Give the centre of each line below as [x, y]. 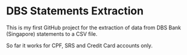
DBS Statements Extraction [75, 11]
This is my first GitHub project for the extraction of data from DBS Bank [93, 27]
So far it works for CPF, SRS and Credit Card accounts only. [79, 45]
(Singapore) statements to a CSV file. [52, 33]
